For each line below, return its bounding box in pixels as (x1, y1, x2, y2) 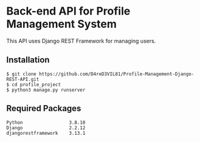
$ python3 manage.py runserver (6, 87, 86, 93)
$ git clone (6, 71, 36, 77)
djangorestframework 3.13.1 (6, 130, 86, 136)
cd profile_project (12, 81, 61, 87)
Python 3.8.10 (6, 120, 86, 126)
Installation (6, 55, 50, 65)
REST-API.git (6, 76, 40, 83)
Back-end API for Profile (6, 4, 131, 18)
